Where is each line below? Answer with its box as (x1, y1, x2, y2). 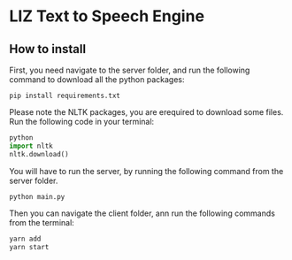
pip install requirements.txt (9, 91, 121, 100)
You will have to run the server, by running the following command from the (9, 165, 284, 176)
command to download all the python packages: (9, 74, 185, 85)
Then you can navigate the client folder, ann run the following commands (9, 208, 276, 218)
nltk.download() (9, 149, 69, 158)
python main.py (9, 192, 65, 201)
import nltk (9, 141, 53, 150)
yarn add (9, 234, 42, 243)
